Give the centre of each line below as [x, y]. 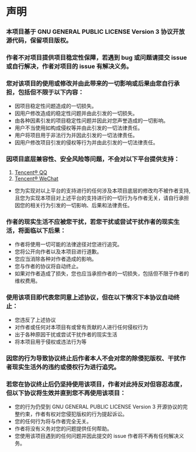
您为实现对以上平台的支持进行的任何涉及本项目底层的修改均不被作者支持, [102, 190]
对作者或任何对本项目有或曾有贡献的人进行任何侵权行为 [81, 327]
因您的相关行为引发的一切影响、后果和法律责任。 [73, 205]
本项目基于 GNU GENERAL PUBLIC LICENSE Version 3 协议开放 [96, 32]
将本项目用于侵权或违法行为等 [50, 342]
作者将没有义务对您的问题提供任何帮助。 [63, 429]
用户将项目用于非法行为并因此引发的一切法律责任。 [76, 135]
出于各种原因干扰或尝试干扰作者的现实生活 [66, 335]
